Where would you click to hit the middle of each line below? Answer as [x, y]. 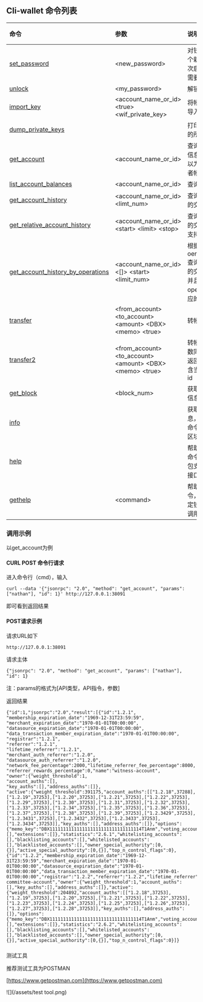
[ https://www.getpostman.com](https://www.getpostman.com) [84, 981]
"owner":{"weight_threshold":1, [47, 776]
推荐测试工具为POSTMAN [38, 969]
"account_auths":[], [32, 781]
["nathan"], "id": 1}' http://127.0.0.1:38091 [66, 594]
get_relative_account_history [50, 225]
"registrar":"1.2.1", [34, 739]
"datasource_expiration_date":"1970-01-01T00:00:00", [76, 728]
